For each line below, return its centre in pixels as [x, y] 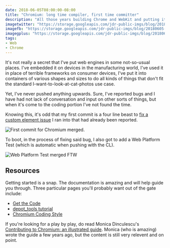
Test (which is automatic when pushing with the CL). [60, 145]
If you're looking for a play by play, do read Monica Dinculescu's [72, 224]
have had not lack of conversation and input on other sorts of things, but [81, 99]
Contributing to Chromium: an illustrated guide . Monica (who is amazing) [81, 230]
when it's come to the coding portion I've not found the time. [68, 104]
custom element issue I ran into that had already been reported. [72, 119]
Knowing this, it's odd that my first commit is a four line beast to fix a [77, 114]
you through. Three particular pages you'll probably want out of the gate [81, 188]
